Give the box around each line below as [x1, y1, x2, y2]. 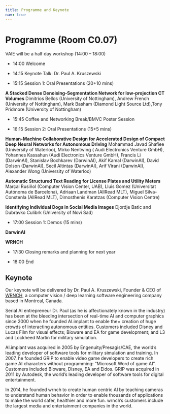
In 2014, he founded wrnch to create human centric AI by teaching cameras [5, 387, 163, 393]
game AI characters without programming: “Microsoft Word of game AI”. [5, 361, 156, 367]
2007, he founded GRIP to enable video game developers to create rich [5, 355, 154, 361]
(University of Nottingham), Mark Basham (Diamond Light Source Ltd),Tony [5, 101, 162, 107]
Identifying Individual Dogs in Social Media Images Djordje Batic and [5, 204, 151, 210]
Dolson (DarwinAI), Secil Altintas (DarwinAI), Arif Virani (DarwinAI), [5, 163, 145, 169]
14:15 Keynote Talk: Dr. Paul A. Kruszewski [12, 71, 101, 77]
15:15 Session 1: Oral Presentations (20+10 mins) [12, 80, 114, 86]
